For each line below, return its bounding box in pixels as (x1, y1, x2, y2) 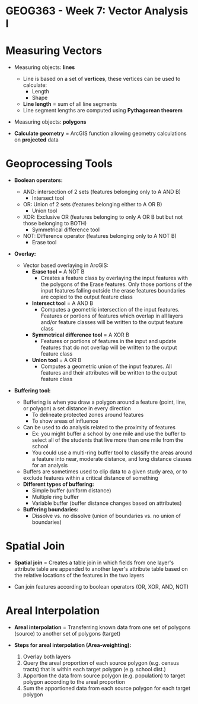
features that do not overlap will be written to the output (40, 344, 177, 351)
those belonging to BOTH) (23, 220, 87, 227)
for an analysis (31, 462, 68, 469)
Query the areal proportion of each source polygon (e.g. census (23, 659, 179, 667)
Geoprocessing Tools (5, 157, 113, 171)
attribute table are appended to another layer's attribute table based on (14, 565, 188, 572)
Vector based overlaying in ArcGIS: (23, 262, 109, 269)
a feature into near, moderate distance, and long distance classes (31, 455, 192, 463)
